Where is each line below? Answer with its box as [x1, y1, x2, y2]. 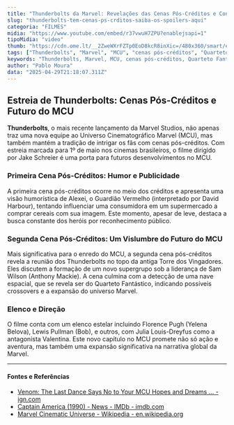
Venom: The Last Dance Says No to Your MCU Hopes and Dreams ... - [17, 388, 219, 396]
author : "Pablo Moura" [7, 62, 73, 69]
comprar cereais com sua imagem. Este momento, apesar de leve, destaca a [7, 209, 227, 217]
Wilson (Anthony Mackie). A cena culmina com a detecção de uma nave [7, 271, 214, 280]
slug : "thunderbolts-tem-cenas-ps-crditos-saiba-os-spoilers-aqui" [7, 17, 208, 24]
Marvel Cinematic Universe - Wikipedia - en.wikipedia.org [17, 410, 184, 419]
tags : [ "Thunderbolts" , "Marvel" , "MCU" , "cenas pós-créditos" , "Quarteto [7, 50, 229, 57]
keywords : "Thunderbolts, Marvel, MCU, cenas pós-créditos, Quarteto [7, 56, 214, 63]
